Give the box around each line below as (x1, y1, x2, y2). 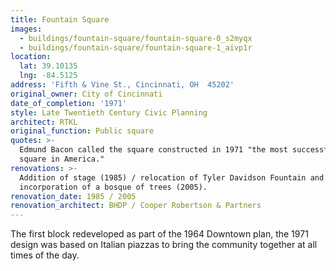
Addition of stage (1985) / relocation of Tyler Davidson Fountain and (19, 172, 325, 183)
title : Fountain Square (10, 14, 110, 25)
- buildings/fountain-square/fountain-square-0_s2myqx (19, 33, 253, 43)
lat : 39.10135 (19, 61, 78, 71)
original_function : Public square (10, 126, 155, 136)
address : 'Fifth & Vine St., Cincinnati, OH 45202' (10, 80, 235, 90)
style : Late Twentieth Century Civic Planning (10, 107, 208, 118)
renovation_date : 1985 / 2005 (10, 191, 137, 201)
